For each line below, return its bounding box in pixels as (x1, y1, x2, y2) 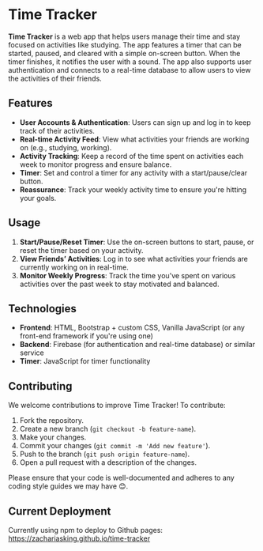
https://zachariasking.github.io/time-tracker (8, 534, 151, 543)
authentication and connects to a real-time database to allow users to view (8, 65, 251, 74)
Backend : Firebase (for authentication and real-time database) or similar (19, 340, 255, 349)
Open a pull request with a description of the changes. (19, 458, 197, 467)
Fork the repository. (19, 416, 85, 425)
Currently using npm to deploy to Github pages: (8, 526, 163, 534)
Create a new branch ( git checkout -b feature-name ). (19, 425, 197, 434)
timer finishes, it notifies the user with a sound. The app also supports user (8, 57, 252, 66)
